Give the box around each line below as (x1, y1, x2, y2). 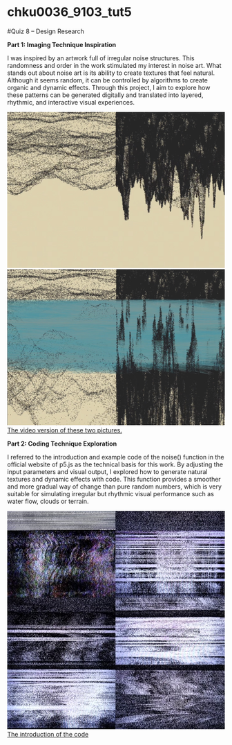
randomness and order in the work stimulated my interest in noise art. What (7, 61, 222, 69)
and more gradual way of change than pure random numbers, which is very (7, 482, 222, 491)
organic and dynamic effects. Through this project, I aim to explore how (7, 83, 211, 91)
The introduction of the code (7, 730, 89, 738)
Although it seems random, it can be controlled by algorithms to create (7, 76, 209, 84)
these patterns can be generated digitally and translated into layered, (7, 91, 204, 99)
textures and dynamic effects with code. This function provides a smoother (7, 475, 221, 483)
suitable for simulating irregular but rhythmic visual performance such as (7, 489, 214, 498)
